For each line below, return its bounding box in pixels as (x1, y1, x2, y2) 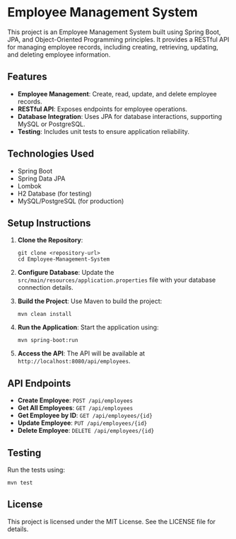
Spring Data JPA (17, 174, 66, 183)
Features (7, 71, 47, 83)
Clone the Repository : (17, 236, 83, 244)
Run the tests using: (7, 465, 66, 474)
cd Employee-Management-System (17, 256, 110, 263)
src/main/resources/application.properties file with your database (17, 276, 216, 284)
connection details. (17, 283, 73, 292)
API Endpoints (7, 377, 71, 390)
